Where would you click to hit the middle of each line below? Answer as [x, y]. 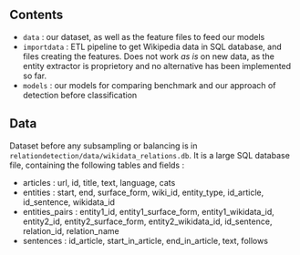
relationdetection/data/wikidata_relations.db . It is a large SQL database [150, 155]
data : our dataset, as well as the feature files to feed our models [144, 36]
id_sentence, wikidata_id [69, 202]
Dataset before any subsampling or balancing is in [103, 146]
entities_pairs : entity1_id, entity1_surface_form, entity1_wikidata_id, [149, 211]
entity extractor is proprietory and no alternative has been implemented [157, 66]
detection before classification [80, 95]
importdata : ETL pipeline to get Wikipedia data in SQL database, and [152, 46]
